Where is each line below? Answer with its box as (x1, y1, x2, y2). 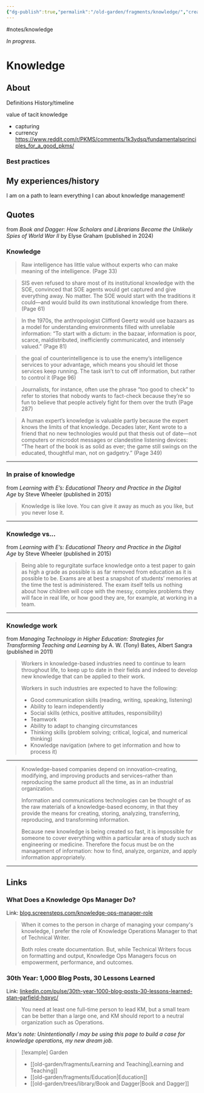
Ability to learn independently (30, 703, 104, 710)
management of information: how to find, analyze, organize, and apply (21, 847, 197, 855)
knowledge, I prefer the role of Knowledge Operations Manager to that (21, 928, 197, 935)
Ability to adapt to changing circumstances (30, 722, 138, 730)
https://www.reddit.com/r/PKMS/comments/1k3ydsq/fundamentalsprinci (15, 135, 197, 143)
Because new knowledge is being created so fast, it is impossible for (21, 828, 193, 835)
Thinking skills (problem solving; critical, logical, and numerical (30, 729, 188, 736)
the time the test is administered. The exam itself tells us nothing (21, 581, 183, 589)
